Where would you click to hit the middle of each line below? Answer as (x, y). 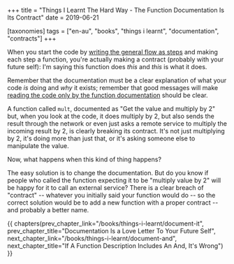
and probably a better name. (48, 210)
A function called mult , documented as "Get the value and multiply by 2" (111, 109)
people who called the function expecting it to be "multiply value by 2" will (114, 180)
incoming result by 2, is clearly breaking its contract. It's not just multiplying (116, 131)
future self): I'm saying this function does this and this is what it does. (107, 67)
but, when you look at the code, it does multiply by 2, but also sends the (111, 116)
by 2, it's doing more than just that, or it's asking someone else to (101, 138)
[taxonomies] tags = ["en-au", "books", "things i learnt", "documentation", (113, 31)
